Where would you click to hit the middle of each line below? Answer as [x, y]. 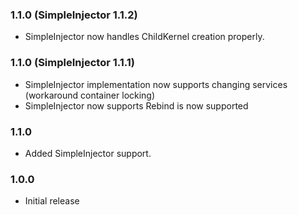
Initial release [52, 201]
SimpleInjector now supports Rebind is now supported [136, 105]
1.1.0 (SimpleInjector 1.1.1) [72, 63]
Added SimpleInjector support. [88, 153]
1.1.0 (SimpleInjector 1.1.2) [74, 15]
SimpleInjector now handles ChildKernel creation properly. [144, 37]
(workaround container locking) [90, 95]
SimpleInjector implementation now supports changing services [156, 84]
